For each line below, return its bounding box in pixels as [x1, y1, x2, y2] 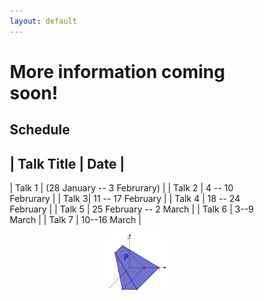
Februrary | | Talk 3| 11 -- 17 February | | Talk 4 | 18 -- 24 [9, 193, 241, 205]
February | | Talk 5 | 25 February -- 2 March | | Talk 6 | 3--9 [9, 203, 255, 215]
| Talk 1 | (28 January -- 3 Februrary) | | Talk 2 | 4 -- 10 [9, 182, 234, 194]
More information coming [9, 60, 226, 83]
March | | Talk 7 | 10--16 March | [9, 214, 142, 226]
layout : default [9, 16, 78, 26]
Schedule [9, 121, 71, 139]
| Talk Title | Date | [9, 155, 125, 172]
